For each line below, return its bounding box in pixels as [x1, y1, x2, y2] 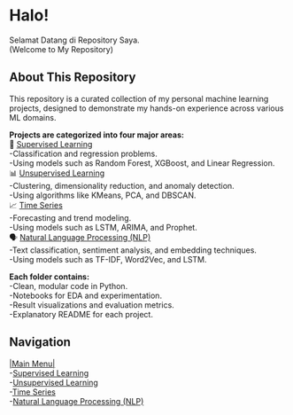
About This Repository [9, 70, 136, 85]
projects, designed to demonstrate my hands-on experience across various [9, 103, 284, 114]
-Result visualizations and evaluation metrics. [9, 299, 174, 310]
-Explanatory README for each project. [9, 309, 153, 319]
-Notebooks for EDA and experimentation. [9, 290, 162, 301]
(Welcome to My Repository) [9, 43, 113, 54]
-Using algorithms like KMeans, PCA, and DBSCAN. [9, 190, 197, 200]
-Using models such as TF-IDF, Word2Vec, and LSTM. [9, 254, 207, 264]
